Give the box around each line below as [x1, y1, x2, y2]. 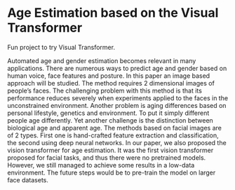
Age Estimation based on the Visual [7, 5, 219, 21]
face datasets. [7, 175, 49, 184]
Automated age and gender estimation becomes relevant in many [7, 56, 196, 65]
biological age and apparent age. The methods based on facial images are [7, 123, 222, 132]
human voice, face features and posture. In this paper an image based [7, 72, 210, 80]
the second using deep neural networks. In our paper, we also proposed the [7, 138, 227, 147]
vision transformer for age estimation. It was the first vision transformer [7, 146, 214, 154]
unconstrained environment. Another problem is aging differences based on [7, 101, 227, 109]
